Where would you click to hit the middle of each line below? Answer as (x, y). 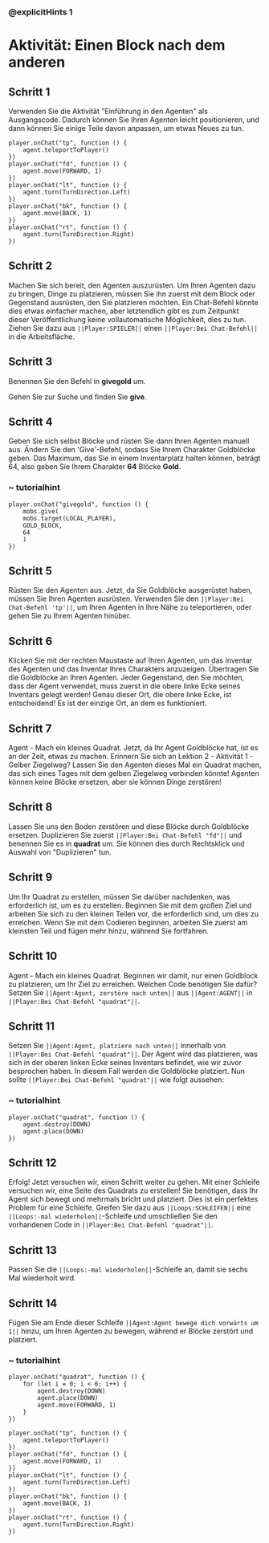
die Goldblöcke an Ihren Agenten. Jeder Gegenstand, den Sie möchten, (126, 678)
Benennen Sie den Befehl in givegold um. (77, 381)
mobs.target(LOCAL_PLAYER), (69, 518)
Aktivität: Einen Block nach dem (117, 45)
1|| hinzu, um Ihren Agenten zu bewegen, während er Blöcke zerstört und (131, 1331)
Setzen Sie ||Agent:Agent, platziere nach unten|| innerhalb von (117, 1046)
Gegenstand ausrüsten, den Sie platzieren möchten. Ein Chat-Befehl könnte (133, 302)
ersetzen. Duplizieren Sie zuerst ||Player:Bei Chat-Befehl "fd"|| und (125, 835)
